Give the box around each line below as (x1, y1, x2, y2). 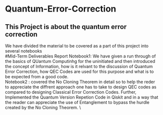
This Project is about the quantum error (5, 23, 127, 31)
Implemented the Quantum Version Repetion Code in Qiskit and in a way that (5, 94, 159, 100)
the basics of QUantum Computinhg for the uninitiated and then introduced (5, 58, 156, 64)
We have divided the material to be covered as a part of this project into (5, 43, 149, 49)
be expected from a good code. (5, 74, 69, 79)
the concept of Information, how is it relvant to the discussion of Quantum (5, 64, 153, 69)
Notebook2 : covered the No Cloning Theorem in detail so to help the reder (5, 79, 155, 85)
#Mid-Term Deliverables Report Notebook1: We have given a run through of (5, 53, 156, 59)
